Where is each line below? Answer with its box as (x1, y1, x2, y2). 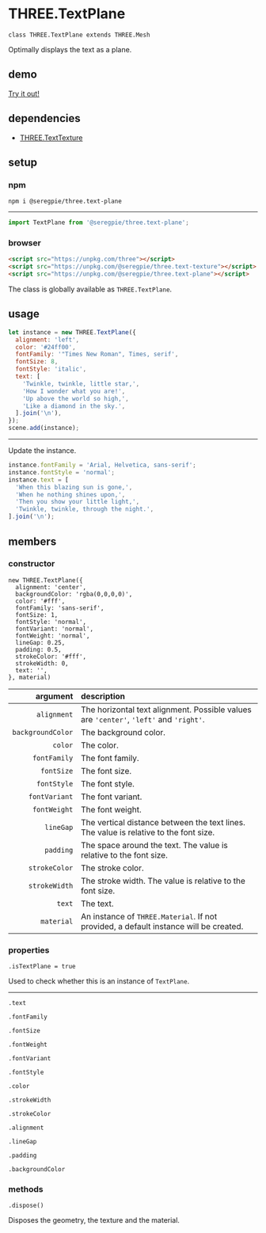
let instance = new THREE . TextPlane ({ (8, 328, 136, 337)
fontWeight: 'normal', (15, 631, 90, 640)
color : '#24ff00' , (15, 343, 77, 351)
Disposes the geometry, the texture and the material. (8, 1216, 180, 1225)
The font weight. (80, 804, 142, 815)
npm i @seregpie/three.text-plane (8, 197, 123, 206)
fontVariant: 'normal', (15, 625, 93, 633)
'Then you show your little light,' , (15, 498, 140, 506)
